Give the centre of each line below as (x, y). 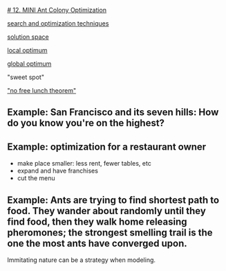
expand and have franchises (58, 171)
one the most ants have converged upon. (97, 243)
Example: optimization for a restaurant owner (107, 147)
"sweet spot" (26, 77)
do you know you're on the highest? (86, 123)
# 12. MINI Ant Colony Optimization (57, 10)
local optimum (27, 50)
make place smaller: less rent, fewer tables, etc (84, 164)
